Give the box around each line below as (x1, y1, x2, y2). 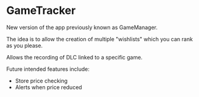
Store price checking (15, 77, 68, 84)
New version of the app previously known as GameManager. (6, 24, 158, 31)
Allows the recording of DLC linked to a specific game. (6, 53, 143, 61)
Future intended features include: (6, 65, 90, 73)
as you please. (6, 42, 43, 49)
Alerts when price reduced (15, 83, 82, 91)
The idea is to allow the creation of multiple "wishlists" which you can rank (6, 35, 193, 42)
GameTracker (6, 4, 76, 18)
